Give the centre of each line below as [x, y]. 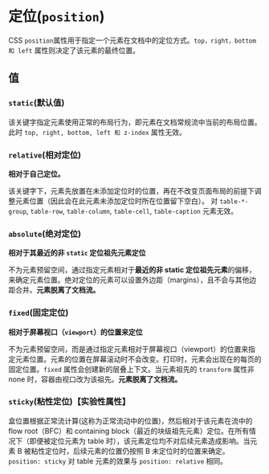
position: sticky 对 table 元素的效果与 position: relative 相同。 [118, 461]
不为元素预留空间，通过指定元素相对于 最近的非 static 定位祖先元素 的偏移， [132, 270]
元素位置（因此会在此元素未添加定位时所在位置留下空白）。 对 [116, 201]
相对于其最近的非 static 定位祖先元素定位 [77, 253]
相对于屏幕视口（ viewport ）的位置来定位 [75, 332]
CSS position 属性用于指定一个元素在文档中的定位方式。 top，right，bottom [132, 40]
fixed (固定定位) [39, 313]
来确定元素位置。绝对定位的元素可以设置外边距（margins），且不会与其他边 [132, 280]
